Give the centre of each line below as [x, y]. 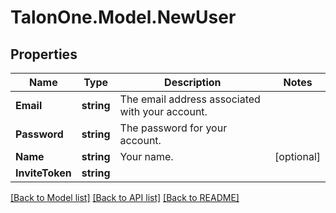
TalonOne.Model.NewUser [123, 17]
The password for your [173, 128]
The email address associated [190, 99]
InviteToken [43, 173]
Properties [44, 54]
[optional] [297, 156]
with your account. [163, 111]
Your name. [146, 156]
